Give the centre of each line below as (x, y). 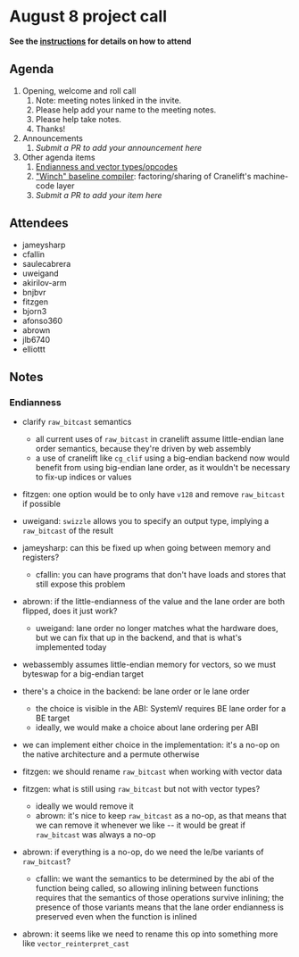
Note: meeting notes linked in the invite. (108, 100)
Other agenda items (58, 157)
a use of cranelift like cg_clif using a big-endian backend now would (162, 458)
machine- (271, 176)
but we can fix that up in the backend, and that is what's (139, 638)
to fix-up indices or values (83, 477)
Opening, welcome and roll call (79, 90)
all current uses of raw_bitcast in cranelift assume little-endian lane (159, 439)
